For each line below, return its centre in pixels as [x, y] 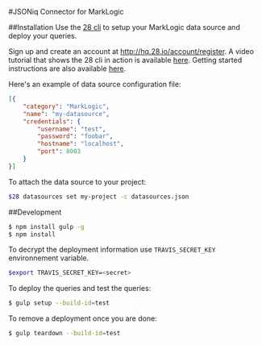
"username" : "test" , [72, 129]
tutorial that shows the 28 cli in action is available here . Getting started [125, 60]
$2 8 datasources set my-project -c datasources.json [99, 197]
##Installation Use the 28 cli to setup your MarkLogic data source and [124, 27]
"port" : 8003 [59, 152]
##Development [35, 212]
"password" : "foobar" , [75, 136]
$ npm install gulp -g [46, 227]
